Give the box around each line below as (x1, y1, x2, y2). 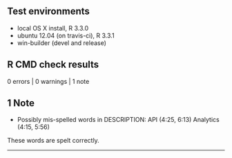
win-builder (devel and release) (17, 38, 107, 47)
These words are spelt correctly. (7, 137, 100, 145)
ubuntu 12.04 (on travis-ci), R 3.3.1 (17, 31, 115, 39)
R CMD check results (7, 59, 99, 71)
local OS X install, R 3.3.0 (17, 24, 89, 32)
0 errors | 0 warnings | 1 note (7, 77, 90, 85)
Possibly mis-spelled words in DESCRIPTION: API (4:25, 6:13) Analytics (17, 116, 220, 124)
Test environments (7, 6, 90, 17)
